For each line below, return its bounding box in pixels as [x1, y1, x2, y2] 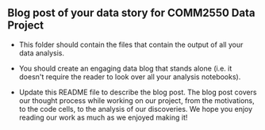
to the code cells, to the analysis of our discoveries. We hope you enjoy [18, 104, 253, 113]
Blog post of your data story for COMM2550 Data [7, 6, 255, 20]
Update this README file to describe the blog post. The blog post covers [18, 87, 257, 97]
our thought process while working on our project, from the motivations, [18, 95, 255, 105]
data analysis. [18, 48, 65, 58]
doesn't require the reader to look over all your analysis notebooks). [18, 71, 241, 82]
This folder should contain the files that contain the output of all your [18, 40, 244, 49]
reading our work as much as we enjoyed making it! [18, 113, 188, 122]
